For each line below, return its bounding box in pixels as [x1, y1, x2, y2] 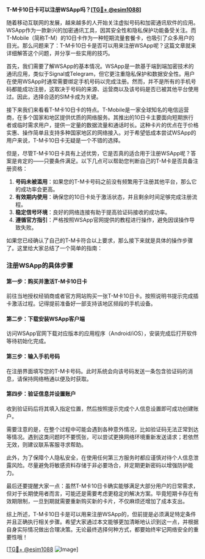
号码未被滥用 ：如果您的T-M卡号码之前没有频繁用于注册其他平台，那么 [15, 178, 192, 185]
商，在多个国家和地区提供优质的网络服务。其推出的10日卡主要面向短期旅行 [6, 114, 194, 121]
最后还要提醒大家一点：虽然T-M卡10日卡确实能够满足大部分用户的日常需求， [6, 482, 199, 489]
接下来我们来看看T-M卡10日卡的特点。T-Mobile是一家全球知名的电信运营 [6, 106, 189, 113]
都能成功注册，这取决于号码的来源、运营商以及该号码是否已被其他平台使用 [11, 86, 199, 92]
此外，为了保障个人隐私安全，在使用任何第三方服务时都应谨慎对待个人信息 [6, 454, 193, 461]
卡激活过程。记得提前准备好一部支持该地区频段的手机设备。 [6, 300, 156, 308]
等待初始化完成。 [6, 338, 49, 345]
